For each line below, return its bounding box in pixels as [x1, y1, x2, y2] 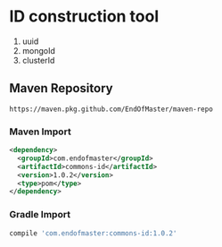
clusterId [21, 55, 55, 65]
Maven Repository [9, 81, 113, 96]
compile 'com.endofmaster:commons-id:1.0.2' [9, 228, 177, 238]
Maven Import [9, 125, 71, 138]
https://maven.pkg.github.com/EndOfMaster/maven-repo [9, 105, 214, 114]
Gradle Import [9, 209, 71, 221]
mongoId [21, 45, 56, 55]
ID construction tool [9, 6, 160, 27]
